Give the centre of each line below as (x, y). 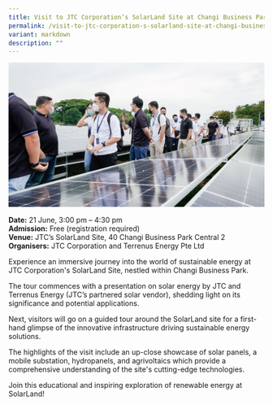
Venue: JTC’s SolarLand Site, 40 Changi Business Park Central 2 (117, 237)
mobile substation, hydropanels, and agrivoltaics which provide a (117, 360)
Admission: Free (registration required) (74, 229)
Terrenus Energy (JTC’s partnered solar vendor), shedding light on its (125, 294)
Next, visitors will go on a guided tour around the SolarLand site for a (123, 319)
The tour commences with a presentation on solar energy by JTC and (125, 285)
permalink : (27, 26)
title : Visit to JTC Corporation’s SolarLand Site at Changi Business (130, 17)
